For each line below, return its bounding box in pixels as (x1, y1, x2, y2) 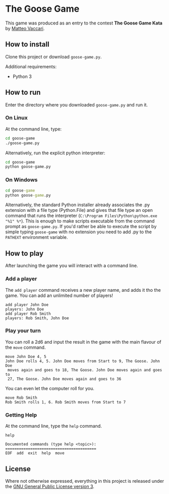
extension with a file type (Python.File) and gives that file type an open (5, 207, 153, 213)
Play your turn (5, 327, 41, 334)
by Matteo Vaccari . (5, 25, 45, 31)
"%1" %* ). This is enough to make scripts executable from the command (5, 218, 155, 224)
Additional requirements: (5, 63, 57, 69)
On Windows (5, 176, 38, 183)
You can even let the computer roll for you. (5, 385, 95, 391)
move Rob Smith (5, 395, 38, 400)
